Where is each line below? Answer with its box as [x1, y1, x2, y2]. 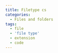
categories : [5, 12, 31, 17]
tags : [5, 21, 17, 27]
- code [10, 40, 24, 45]
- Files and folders [10, 17, 53, 22]
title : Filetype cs [5, 7, 47, 13]
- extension [10, 36, 36, 41]
